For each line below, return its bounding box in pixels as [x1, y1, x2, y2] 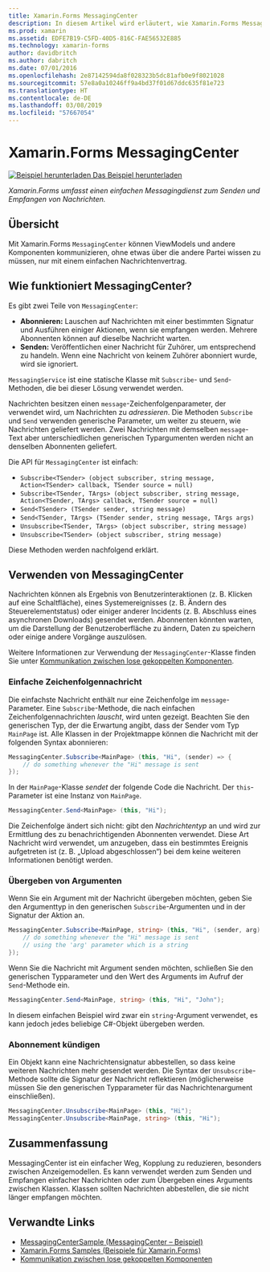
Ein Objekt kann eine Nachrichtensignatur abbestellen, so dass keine [8, 1057, 235, 1067]
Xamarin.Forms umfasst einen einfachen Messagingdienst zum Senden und [8, 186, 260, 195]
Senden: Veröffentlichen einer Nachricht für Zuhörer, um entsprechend [19, 342, 256, 351]
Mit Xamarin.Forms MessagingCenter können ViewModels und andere [8, 239, 235, 248]
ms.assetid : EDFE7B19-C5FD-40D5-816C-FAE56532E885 [8, 34, 182, 43]
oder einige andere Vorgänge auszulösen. [8, 632, 147, 642]
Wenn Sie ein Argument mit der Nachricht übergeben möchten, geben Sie [8, 893, 252, 903]
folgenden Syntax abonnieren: [8, 737, 108, 747]
